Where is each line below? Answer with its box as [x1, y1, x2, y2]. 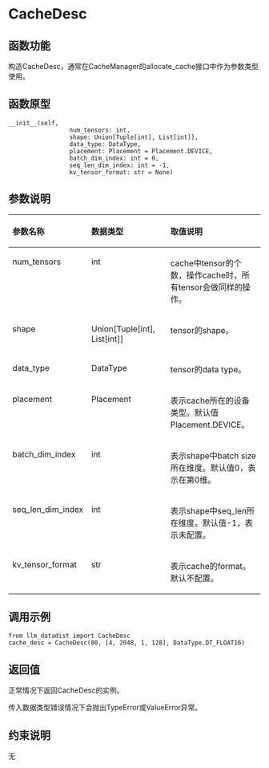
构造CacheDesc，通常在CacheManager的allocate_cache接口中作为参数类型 [8, 62, 259, 71]
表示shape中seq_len [170, 505, 247, 516]
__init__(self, [8, 119, 59, 127]
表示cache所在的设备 [170, 395, 250, 406]
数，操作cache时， [170, 270, 242, 281]
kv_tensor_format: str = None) [69, 168, 174, 177]
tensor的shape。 [170, 324, 234, 335]
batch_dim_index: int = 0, [69, 154, 159, 162]
